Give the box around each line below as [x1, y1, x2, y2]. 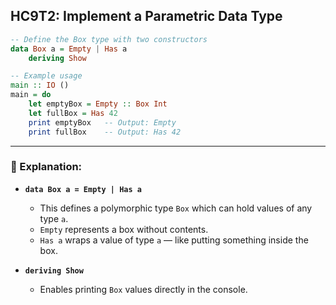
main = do [10, 90, 52, 100]
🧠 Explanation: [10, 160, 83, 174]
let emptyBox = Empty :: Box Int [28, 99, 168, 109]
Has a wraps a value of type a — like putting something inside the [39, 234, 309, 246]
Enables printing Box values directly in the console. [39, 283, 248, 295]
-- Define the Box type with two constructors [10, 34, 208, 44]
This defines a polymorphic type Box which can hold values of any [39, 202, 313, 214]
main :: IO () [10, 80, 70, 91]
